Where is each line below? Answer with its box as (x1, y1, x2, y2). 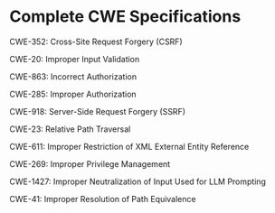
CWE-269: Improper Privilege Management (9, 158, 171, 169)
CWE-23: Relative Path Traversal (9, 124, 131, 134)
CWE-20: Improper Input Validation (9, 53, 140, 64)
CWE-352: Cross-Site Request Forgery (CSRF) (9, 36, 183, 47)
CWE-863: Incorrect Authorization (9, 70, 137, 82)
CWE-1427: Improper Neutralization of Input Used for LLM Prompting (9, 176, 267, 187)
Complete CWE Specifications (9, 6, 242, 27)
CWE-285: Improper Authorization (9, 88, 137, 99)
